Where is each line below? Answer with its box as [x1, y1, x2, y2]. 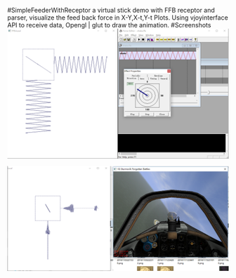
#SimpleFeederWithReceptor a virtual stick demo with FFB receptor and [7, 6, 216, 14]
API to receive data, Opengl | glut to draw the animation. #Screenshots [7, 21, 211, 29]
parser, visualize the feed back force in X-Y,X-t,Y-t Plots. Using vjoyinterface [7, 13, 228, 22]
